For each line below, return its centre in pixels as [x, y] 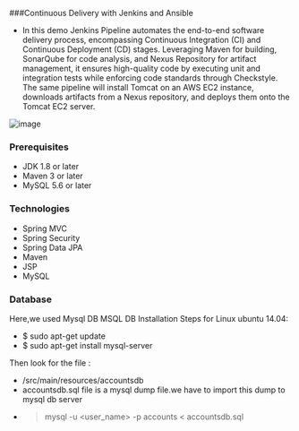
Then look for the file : [50, 363]
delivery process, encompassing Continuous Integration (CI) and [141, 40]
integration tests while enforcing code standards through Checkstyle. [150, 78]
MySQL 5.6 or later [57, 185]
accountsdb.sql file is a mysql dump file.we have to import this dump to [154, 390]
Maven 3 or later [52, 176]
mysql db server [52, 399]
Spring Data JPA [52, 247]
